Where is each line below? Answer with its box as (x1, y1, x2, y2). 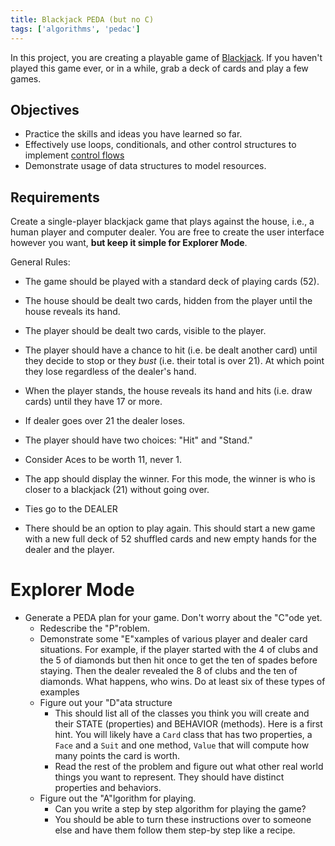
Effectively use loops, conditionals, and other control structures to (24, 139, 297, 151)
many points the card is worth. (54, 750, 180, 762)
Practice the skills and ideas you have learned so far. (24, 128, 243, 140)
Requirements (10, 189, 100, 206)
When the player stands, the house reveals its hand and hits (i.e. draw (24, 385, 313, 397)
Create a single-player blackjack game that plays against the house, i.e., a (10, 216, 315, 228)
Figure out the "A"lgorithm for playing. (39, 792, 197, 805)
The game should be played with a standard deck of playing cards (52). (24, 276, 320, 288)
